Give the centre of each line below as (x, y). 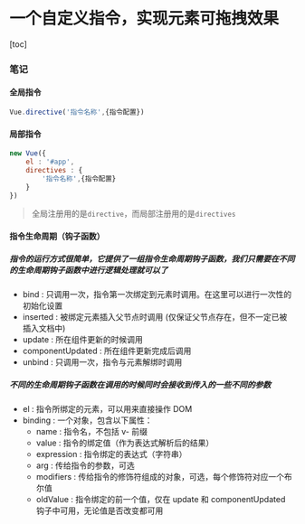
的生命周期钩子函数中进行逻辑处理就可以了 (89, 270)
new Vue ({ (28, 154)
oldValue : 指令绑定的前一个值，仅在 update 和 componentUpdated (161, 499)
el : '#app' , (50, 162)
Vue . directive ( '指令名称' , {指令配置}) (77, 112)
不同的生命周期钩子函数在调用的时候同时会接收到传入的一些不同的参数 (140, 384)
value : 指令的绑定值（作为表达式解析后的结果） (125, 443)
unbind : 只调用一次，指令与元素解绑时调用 (102, 361)
